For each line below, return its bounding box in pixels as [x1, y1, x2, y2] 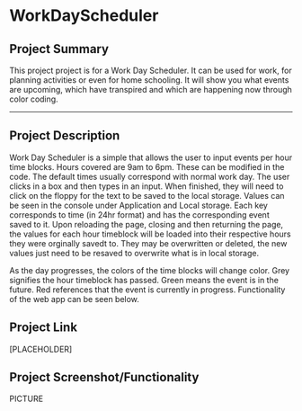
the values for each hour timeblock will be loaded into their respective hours [9, 228, 291, 239]
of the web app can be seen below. [9, 293, 139, 304]
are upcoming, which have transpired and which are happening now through [9, 85, 292, 94]
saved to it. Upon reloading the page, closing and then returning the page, [9, 219, 284, 229]
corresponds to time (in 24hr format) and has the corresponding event [9, 209, 270, 220]
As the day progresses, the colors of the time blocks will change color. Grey [9, 264, 290, 275]
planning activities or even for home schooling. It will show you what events [9, 75, 289, 85]
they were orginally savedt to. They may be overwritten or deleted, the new [9, 237, 288, 248]
